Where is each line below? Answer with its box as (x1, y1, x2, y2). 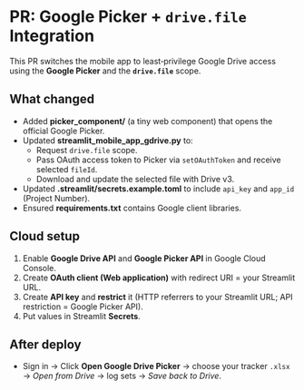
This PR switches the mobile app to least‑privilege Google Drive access (9, 55, 277, 66)
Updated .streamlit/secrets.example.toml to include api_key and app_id (22, 183, 295, 194)
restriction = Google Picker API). (22, 301, 143, 312)
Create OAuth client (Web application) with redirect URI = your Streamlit (22, 272, 296, 283)
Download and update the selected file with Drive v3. (35, 173, 235, 184)
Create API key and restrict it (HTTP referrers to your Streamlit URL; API (22, 291, 293, 302)
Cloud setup (9, 229, 80, 244)
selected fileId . (35, 163, 98, 174)
